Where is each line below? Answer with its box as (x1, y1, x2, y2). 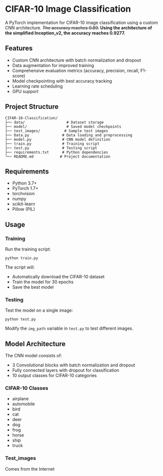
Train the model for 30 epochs (12, 279, 74, 285)
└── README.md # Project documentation (5, 154, 111, 159)
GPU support (12, 88, 39, 94)
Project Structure (5, 103, 59, 111)
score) (12, 72, 25, 79)
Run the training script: (5, 246, 51, 252)
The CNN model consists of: (5, 353, 62, 359)
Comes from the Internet (5, 466, 55, 472)
